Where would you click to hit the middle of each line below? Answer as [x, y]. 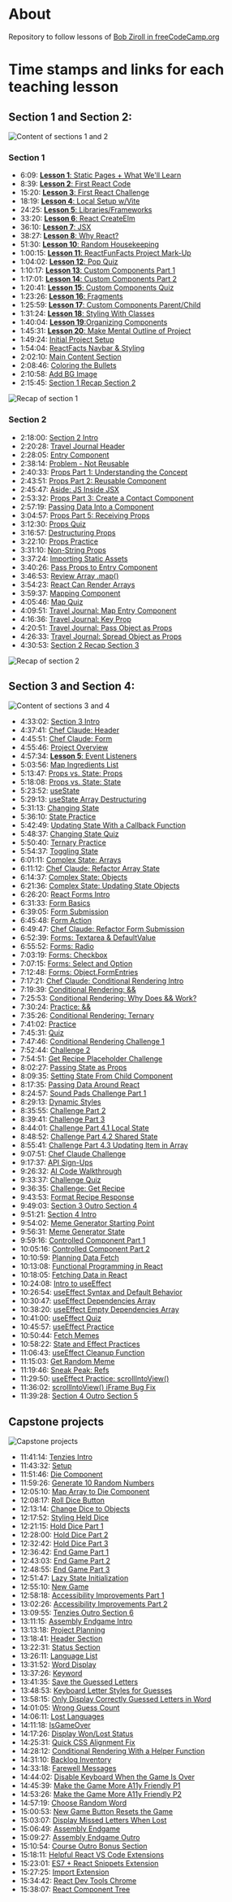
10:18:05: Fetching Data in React [74, 1275]
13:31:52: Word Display [58, 1664]
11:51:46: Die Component [61, 1475]
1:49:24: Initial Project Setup [67, 339]
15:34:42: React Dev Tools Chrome [78, 1881]
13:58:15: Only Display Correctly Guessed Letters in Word [116, 1699]
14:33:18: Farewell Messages [68, 1769]
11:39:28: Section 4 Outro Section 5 [79, 1396]
